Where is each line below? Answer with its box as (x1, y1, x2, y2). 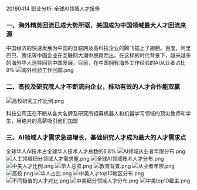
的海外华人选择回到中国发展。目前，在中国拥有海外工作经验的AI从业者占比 (6, 59, 186, 66)
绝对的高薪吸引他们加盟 (21, 117, 78, 124)
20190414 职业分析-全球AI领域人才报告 (6, 5, 100, 12)
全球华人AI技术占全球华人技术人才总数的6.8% (6, 148, 116, 155)
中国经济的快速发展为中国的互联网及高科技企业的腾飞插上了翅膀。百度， (6, 45, 181, 52)
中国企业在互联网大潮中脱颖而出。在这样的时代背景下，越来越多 (36, 52, 191, 59)
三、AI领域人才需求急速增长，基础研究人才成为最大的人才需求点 (6, 133, 186, 141)
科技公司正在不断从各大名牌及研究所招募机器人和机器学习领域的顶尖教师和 (6, 109, 186, 116)
